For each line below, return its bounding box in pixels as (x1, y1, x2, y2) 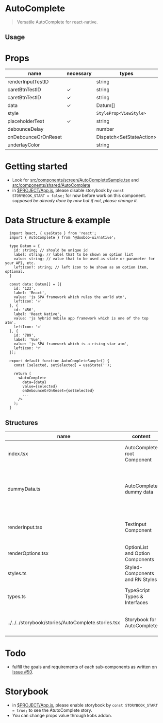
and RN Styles (125, 576, 157, 582)
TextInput (125, 521, 147, 528)
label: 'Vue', (14, 337, 42, 342)
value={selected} (22, 384, 57, 389)
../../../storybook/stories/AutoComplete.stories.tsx (7, 619, 120, 626)
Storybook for (125, 616, 157, 623)
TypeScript (125, 587, 150, 594)
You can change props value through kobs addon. (12, 712, 113, 718)
